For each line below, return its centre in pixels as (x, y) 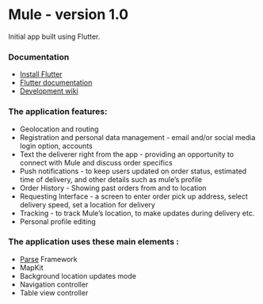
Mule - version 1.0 (69, 15)
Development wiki (49, 91)
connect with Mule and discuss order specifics (96, 162)
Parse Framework (48, 259)
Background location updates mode (78, 275)
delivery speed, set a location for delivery (88, 204)
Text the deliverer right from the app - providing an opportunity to (127, 154)
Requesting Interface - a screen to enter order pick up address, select (133, 196)
